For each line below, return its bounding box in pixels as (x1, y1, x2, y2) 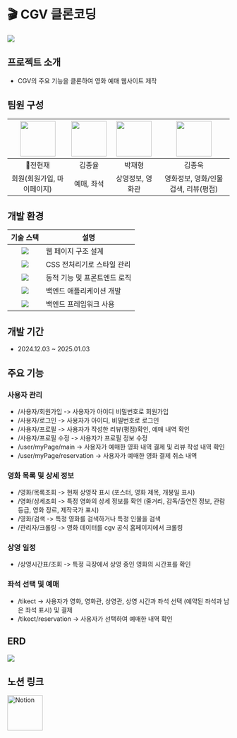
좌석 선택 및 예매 (7, 579, 59, 589)
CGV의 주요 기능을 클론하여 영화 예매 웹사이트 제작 (17, 76, 157, 85)
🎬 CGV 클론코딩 (7, 6, 97, 23)
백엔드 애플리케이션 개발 (45, 286, 121, 296)
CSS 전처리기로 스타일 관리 (45, 260, 131, 270)
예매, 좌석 (73, 179, 104, 188)
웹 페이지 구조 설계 (45, 246, 104, 256)
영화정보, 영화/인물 (164, 174, 224, 183)
